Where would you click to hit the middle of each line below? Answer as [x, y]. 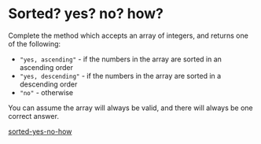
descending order [48, 84]
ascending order [46, 67]
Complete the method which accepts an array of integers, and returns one [129, 35]
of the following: [35, 43]
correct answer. [33, 116]
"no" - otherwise [46, 92]
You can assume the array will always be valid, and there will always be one [130, 108]
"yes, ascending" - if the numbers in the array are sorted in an [121, 59]
